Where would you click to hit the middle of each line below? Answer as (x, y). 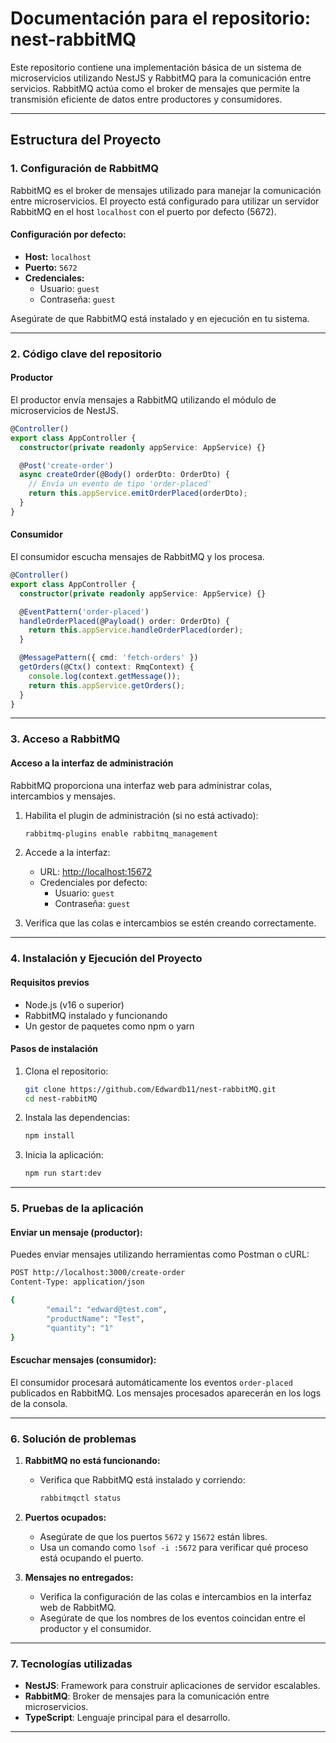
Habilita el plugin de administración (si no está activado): (141, 815)
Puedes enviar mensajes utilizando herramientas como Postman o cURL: (160, 1254)
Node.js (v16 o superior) (74, 1004)
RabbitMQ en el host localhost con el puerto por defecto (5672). (143, 211)
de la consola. (39, 1403)
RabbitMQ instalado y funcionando (96, 1015)
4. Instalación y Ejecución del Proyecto (106, 959)
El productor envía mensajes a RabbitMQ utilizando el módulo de (143, 399)
